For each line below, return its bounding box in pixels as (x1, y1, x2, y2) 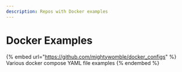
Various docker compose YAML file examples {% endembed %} (6, 59, 160, 66)
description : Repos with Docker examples (6, 8, 108, 15)
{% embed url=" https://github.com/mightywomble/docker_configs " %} (6, 53, 177, 60)
